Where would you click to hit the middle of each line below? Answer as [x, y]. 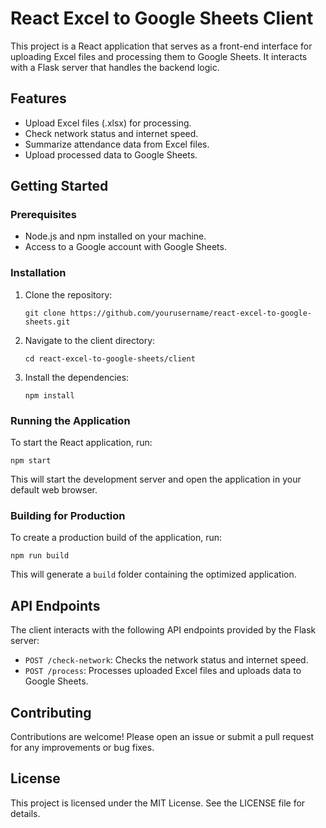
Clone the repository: [68, 294]
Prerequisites [43, 215]
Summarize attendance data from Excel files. [117, 144]
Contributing [51, 712]
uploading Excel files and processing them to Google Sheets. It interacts [159, 56]
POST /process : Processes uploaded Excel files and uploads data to [163, 671]
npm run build [40, 556]
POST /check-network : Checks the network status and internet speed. [166, 660]
